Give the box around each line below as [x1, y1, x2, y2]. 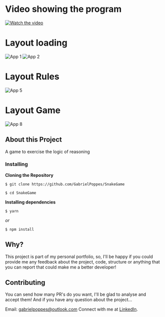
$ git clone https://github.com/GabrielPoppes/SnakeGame [5, 182, 125, 187]
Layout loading [5, 37, 68, 49]
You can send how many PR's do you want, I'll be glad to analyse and [5, 291, 147, 298]
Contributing [5, 278, 45, 287]
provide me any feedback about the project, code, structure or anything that [5, 259, 160, 264]
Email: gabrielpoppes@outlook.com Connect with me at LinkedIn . [5, 306, 138, 313]
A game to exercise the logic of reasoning [5, 149, 90, 155]
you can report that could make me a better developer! [5, 264, 117, 270]
